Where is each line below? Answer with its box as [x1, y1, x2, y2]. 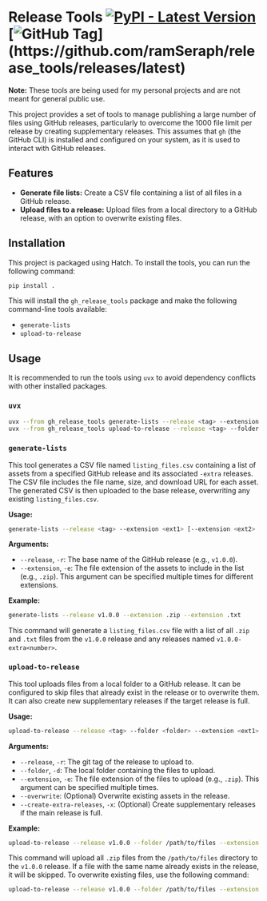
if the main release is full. [19, 807, 103, 817]
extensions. [19, 580, 58, 590]
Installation [8, 237, 66, 250]
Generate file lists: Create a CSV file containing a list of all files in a [19, 188, 242, 197]
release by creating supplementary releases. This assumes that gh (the [8, 126, 241, 136]
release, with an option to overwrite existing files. [19, 213, 182, 223]
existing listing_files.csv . [8, 494, 99, 504]
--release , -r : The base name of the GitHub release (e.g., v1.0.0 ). [19, 555, 238, 564]
